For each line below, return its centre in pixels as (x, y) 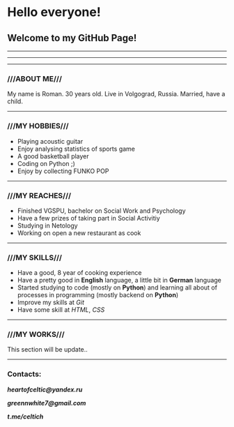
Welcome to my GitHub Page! (72, 38)
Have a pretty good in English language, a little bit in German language (119, 280)
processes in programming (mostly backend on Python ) (98, 295)
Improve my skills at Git (51, 302)
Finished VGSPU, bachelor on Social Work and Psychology (101, 211)
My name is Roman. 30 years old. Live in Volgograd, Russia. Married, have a (116, 94)
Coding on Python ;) (46, 163)
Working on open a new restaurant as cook (79, 233)
